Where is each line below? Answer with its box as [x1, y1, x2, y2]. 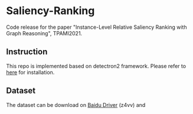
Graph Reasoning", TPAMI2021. [6, 29, 83, 36]
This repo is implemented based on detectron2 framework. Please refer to [6, 62, 187, 69]
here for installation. [6, 69, 55, 76]
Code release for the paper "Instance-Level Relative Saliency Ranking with [6, 24, 187, 31]
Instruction [6, 47, 48, 57]
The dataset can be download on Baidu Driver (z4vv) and [6, 101, 146, 108]
